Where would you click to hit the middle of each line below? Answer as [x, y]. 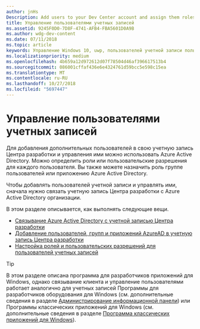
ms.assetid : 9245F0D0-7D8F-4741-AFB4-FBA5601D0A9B [70, 28]
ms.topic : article [29, 45]
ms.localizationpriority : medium [48, 56]
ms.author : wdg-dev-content [41, 34]
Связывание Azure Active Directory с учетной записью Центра [94, 221]
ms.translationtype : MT [36, 73]
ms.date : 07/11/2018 [32, 39]
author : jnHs [22, 12]
